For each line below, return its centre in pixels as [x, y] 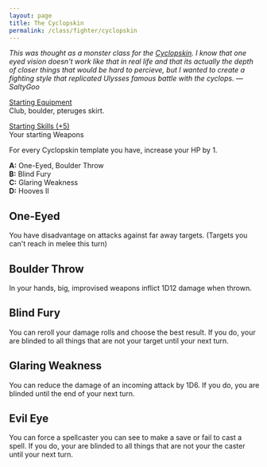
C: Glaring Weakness [44, 182]
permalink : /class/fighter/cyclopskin [73, 30]
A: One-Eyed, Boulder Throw [56, 166]
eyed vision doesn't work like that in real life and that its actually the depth [131, 61]
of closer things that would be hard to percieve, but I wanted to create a [127, 70]
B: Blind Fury [30, 174]
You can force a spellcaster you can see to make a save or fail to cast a [126, 438]
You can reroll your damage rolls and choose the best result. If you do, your [133, 332]
